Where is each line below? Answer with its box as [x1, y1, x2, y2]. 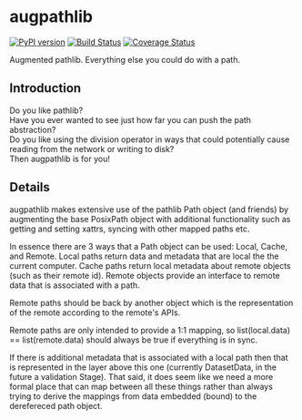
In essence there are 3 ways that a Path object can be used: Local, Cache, [9, 241, 288, 251]
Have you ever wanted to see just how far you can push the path [9, 114, 252, 125]
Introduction [9, 80, 82, 97]
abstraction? [9, 124, 56, 135]
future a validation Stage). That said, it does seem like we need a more [9, 371, 274, 382]
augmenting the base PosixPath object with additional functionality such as [9, 213, 291, 224]
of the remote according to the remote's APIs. [9, 307, 181, 318]
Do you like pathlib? [9, 105, 84, 116]
